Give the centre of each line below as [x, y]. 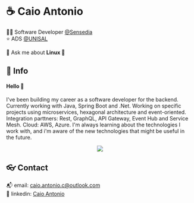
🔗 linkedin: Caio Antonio [35, 194]
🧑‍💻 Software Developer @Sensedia [49, 32]
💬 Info [17, 71]
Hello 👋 [15, 86]
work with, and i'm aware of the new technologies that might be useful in [96, 131]
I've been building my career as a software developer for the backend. [92, 99]
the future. [19, 137]
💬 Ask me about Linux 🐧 [36, 52]
